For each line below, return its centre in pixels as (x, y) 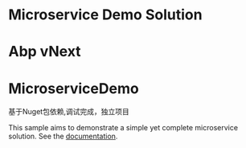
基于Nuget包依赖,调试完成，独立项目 (69, 112)
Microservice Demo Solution (105, 15)
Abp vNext (45, 52)
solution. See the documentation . (63, 136)
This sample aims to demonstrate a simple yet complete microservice (123, 128)
